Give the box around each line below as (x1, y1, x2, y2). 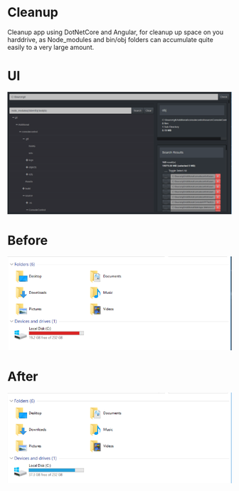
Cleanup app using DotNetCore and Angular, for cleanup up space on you (7, 28, 224, 36)
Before (7, 233, 48, 249)
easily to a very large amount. (7, 43, 95, 51)
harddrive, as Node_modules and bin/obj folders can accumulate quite (7, 35, 213, 43)
